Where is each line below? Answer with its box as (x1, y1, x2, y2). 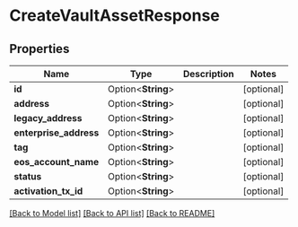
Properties (9, 41, 70, 57)
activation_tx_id (13, 185, 83, 197)
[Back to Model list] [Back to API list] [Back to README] (9, 208, 215, 218)
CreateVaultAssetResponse (9, 5, 220, 26)
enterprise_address (13, 127, 100, 139)
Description (182, 68, 235, 80)
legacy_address (13, 112, 83, 124)
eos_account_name (13, 156, 100, 168)
